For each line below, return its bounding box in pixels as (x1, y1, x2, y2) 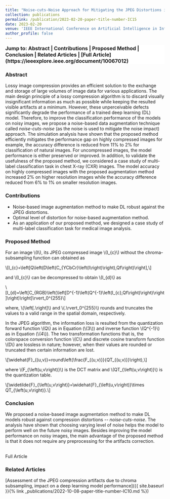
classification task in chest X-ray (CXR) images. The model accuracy (16, 163, 160, 170)
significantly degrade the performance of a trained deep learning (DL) (5, 109, 151, 116)
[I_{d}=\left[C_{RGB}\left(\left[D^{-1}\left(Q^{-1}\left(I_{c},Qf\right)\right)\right (5, 289, 164, 295)
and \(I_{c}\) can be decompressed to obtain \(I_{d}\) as (5, 274, 121, 280)
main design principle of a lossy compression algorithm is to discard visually (5, 93, 164, 99)
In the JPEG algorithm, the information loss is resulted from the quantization (5, 320, 163, 326)
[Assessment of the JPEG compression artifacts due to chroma (5, 477, 137, 484)
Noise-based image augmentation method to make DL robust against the (12, 204, 165, 210)
